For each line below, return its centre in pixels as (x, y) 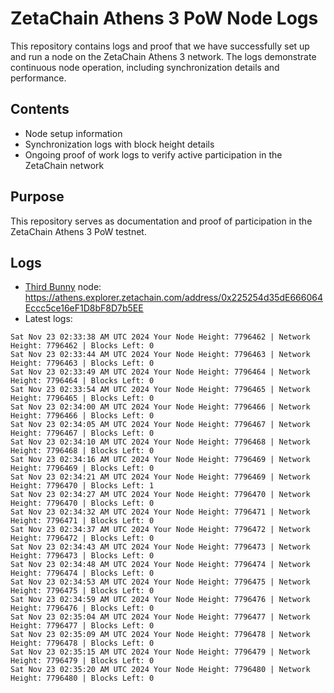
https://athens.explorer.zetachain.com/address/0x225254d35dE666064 (173, 298)
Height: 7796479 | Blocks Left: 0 (82, 661)
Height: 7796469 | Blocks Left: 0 (82, 468)
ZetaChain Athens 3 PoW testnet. (78, 231)
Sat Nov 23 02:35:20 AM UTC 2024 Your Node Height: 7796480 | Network (160, 670)
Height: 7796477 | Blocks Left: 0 (82, 626)
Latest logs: (48, 319)
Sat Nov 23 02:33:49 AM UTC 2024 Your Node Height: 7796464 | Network (160, 372)
